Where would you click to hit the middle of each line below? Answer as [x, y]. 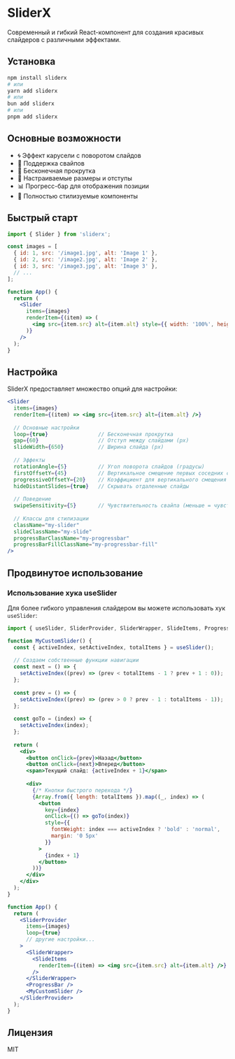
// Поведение [33, 499]
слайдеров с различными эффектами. [64, 39]
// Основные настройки [47, 428]
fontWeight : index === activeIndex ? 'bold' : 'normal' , [136, 830]
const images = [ [33, 247]
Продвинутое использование [75, 573]
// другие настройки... [60, 939]
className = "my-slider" [47, 525]
